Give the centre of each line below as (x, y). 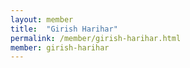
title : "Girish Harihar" (64, 29)
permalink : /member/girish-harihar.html (96, 38)
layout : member (42, 19)
